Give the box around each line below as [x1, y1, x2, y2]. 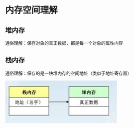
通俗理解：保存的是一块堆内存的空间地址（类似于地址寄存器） [5, 70, 132, 76]
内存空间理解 [5, 4, 58, 16]
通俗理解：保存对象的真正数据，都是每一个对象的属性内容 [5, 40, 123, 46]
